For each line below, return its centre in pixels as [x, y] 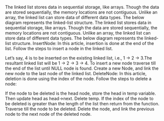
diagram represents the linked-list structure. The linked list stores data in [78, 22]
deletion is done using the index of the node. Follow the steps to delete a [78, 79]
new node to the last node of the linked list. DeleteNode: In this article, [76, 73]
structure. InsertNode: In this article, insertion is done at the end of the [83, 43]
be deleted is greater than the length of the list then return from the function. [82, 104]
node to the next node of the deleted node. [48, 114]
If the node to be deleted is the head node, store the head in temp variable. [81, 93]
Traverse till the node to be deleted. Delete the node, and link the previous [80, 109]
